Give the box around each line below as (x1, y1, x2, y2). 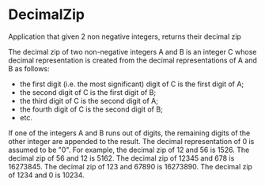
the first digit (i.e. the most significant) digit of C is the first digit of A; (19, 79, 244, 89)
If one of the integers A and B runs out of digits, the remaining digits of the (8, 128, 251, 138)
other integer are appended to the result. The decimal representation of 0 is (8, 136, 255, 146)
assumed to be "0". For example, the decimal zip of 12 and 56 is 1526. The (8, 145, 250, 154)
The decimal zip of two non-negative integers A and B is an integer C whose (8, 47, 257, 56)
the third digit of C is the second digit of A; (19, 96, 158, 105)
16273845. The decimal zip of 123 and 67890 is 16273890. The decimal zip (8, 161, 253, 171)
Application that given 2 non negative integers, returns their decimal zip (8, 32, 241, 41)
